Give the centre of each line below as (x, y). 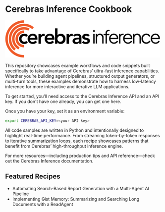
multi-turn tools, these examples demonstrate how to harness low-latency (81, 81)
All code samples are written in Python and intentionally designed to (75, 130)
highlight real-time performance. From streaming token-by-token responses (82, 135)
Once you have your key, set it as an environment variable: (65, 111)
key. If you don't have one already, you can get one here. (63, 102)
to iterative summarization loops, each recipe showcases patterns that (77, 141)
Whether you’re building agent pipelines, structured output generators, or (80, 76)
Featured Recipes (33, 177)
